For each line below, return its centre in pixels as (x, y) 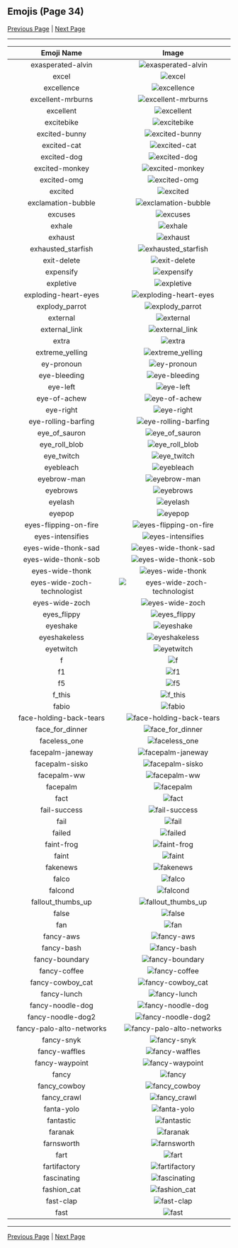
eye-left (62, 387)
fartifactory (62, 1166)
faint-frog (62, 844)
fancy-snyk (62, 1040)
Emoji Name (62, 52)
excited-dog (62, 156)
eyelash (62, 502)
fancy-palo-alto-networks (62, 1028)
